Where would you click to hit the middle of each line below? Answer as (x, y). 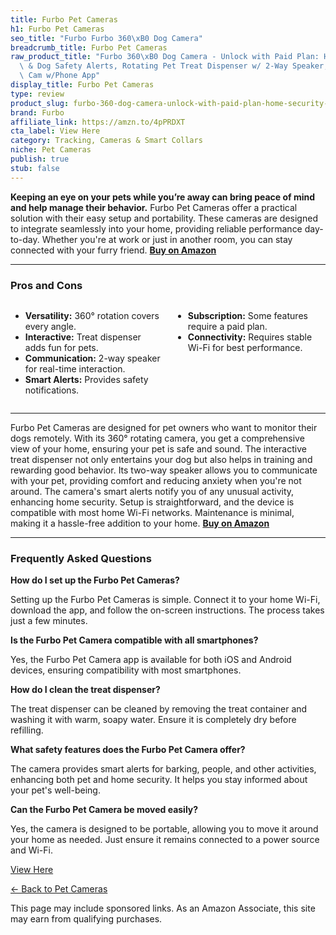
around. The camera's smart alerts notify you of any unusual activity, (152, 491)
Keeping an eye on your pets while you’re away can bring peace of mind (163, 197)
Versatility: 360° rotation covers (92, 315)
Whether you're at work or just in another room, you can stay (167, 239)
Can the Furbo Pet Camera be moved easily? (104, 810)
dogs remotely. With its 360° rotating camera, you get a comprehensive (157, 438)
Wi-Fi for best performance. (245, 347)
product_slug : (40, 103)
